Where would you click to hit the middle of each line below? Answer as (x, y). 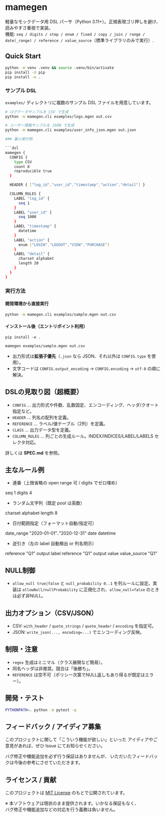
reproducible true (33, 171)
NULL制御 (20, 570)
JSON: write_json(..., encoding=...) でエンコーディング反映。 (78, 632)
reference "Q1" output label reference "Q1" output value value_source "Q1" (81, 554)
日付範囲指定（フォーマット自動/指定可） (54, 523)
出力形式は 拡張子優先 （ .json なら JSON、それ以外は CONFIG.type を (82, 356)
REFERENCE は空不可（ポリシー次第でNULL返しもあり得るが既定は (79, 675)
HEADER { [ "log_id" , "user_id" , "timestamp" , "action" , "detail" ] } (77, 185)
